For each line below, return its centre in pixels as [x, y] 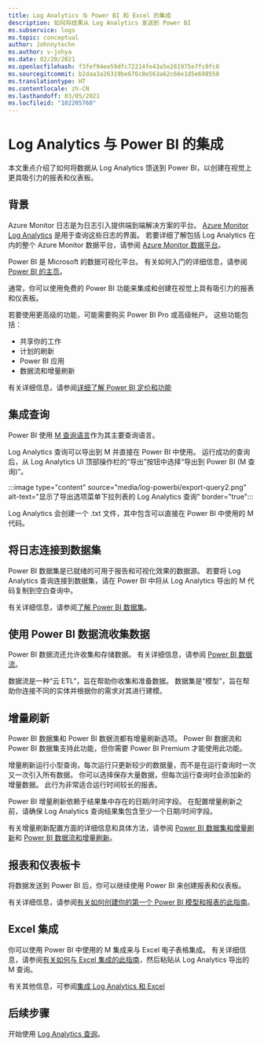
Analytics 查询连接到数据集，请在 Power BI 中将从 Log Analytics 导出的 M [127, 580]
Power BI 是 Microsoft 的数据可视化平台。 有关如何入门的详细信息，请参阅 [128, 261]
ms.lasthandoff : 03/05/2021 [54, 96]
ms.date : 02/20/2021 [42, 60]
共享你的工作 [40, 341]
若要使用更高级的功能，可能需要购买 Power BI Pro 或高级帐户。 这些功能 [125, 315]
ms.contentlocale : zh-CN [49, 88]
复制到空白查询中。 [46, 590]
